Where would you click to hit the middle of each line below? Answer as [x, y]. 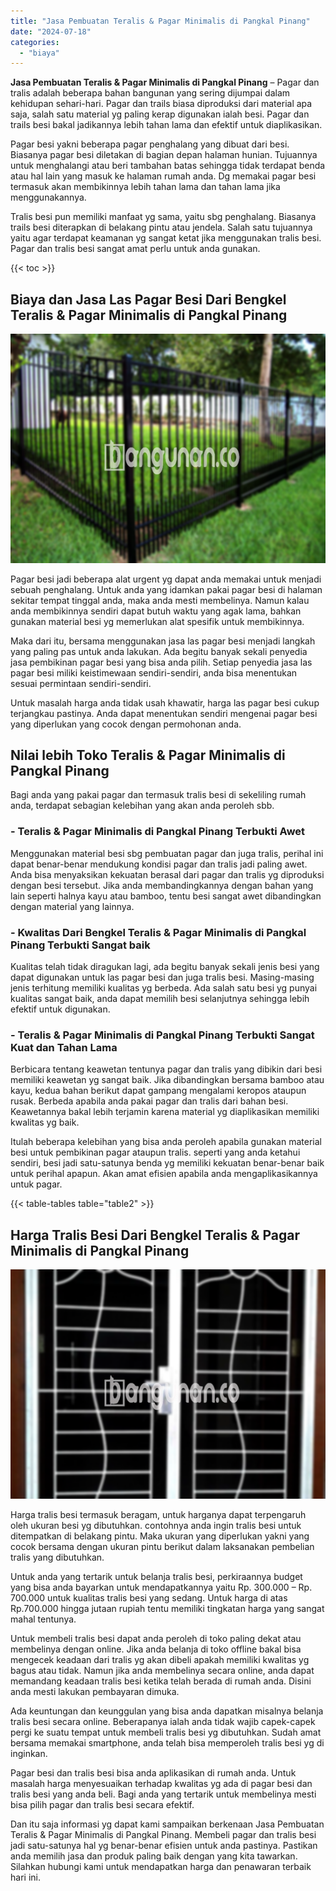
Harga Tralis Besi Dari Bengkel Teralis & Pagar [155, 1235]
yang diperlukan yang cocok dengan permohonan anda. [126, 724]
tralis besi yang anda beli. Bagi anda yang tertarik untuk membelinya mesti [163, 1794]
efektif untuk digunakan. [60, 1009]
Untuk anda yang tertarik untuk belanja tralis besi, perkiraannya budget [156, 1576]
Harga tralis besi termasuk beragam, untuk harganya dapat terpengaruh [158, 1514]
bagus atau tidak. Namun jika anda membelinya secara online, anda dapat [162, 1670]
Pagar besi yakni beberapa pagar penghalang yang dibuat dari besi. [150, 144]
